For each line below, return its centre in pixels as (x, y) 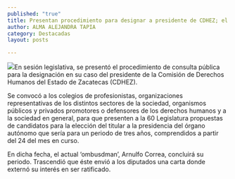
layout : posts (28, 40)
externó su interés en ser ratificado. (59, 169)
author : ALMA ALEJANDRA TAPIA (52, 27)
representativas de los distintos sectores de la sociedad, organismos (107, 104)
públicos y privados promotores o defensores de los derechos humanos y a (117, 111)
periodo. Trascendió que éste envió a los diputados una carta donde (107, 162)
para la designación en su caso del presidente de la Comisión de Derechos (116, 75)
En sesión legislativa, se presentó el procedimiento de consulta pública (117, 67)
